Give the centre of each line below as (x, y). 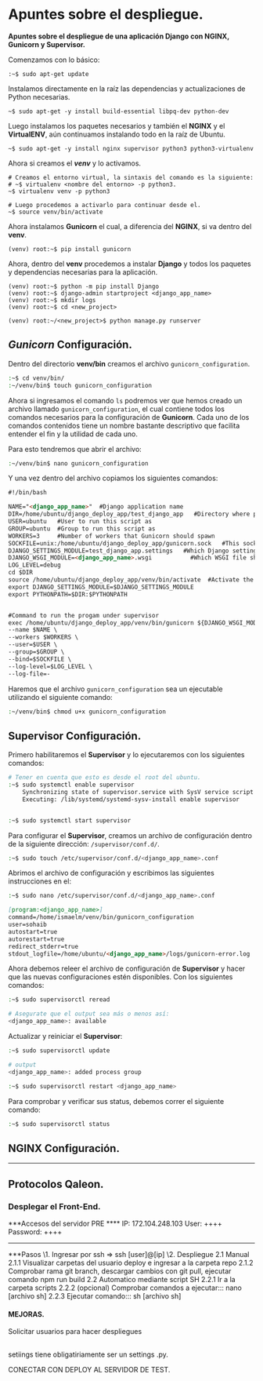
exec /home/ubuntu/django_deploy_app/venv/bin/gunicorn (101, 623)
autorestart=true (36, 939)
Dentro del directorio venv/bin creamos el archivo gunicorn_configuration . (129, 363)
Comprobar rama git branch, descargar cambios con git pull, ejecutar (120, 1271)
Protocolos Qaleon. (56, 1184)
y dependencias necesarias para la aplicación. (83, 271)
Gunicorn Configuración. (70, 345)
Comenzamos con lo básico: (54, 60)
